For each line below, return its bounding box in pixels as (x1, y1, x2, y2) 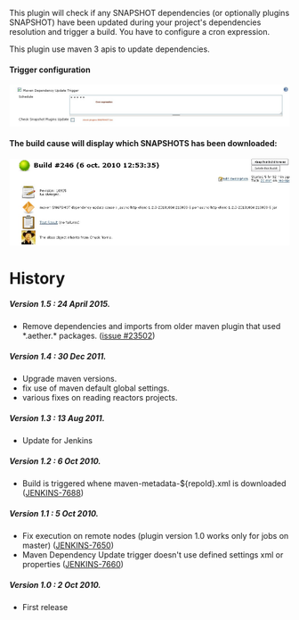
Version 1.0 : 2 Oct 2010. (9, 579, 101, 590)
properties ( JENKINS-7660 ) (21, 559, 125, 570)
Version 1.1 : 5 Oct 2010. (9, 508, 100, 518)
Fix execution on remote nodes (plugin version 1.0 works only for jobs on (21, 531, 289, 541)
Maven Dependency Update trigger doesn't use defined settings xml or (21, 550, 284, 560)
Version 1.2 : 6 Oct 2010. (9, 455, 101, 467)
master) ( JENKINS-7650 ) (21, 540, 114, 551)
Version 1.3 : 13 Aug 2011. (9, 412, 105, 423)
